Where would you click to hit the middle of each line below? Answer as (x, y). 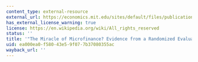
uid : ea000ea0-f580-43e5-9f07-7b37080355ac (60, 45)
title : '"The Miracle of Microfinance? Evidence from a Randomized (91, 39)
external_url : (24, 17)
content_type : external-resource (47, 12)
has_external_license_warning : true (51, 22)
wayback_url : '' (26, 50)
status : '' (19, 34)
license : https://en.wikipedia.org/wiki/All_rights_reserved (83, 28)
